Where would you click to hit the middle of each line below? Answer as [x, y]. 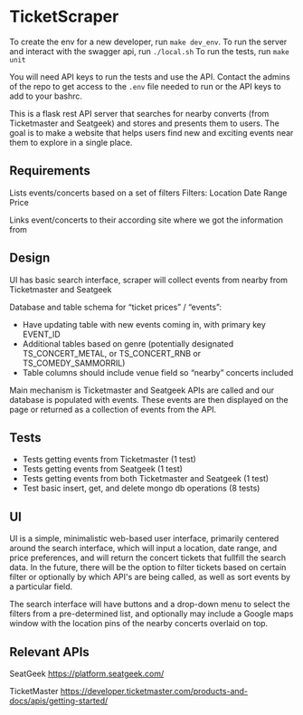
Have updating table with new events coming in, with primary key [144, 324]
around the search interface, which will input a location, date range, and [143, 548]
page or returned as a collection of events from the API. [113, 409]
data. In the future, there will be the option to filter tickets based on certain [148, 567]
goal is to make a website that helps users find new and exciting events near [151, 132]
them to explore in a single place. [71, 142]
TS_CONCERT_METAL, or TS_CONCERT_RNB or [112, 353]
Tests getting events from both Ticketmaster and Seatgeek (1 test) [146, 479]
